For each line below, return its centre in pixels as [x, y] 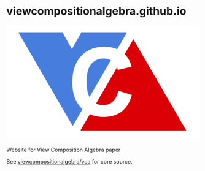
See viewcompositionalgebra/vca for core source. [70, 161]
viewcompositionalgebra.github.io [96, 11]
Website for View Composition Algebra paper [64, 150]
